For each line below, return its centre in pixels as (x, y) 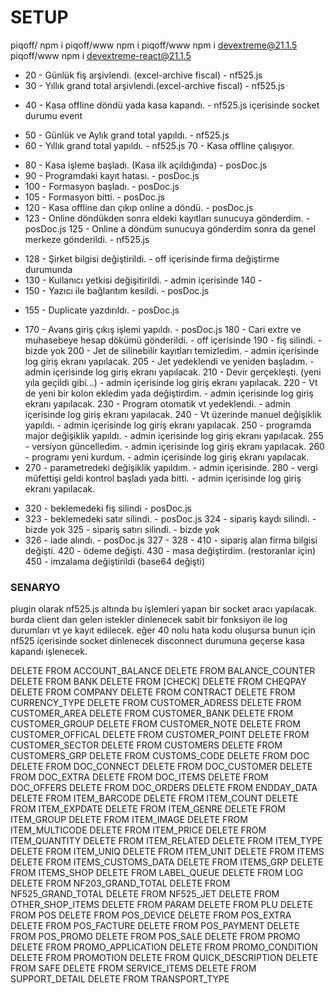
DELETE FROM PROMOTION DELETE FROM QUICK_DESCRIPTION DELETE (164, 958)
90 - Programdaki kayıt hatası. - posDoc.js (112, 175)
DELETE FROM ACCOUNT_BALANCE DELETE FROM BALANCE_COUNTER (163, 671)
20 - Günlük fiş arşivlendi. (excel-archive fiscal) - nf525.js (143, 75)
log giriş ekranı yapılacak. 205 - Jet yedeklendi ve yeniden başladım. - (169, 361)
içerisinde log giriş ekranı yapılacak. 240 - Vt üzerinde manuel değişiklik (173, 414)
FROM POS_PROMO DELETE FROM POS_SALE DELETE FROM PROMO (155, 937)
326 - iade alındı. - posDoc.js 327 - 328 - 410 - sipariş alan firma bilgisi (171, 540)
